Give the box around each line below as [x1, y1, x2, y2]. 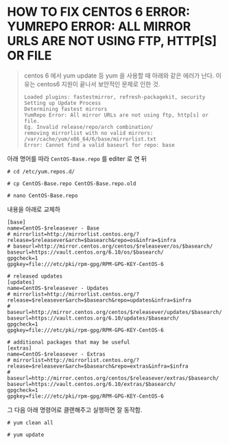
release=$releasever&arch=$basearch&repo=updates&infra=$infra [7, 296, 192, 304]
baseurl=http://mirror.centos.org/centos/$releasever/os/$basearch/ [13, 243, 213, 250]
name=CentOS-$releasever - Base [7, 224, 99, 232]
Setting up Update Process [23, 99, 101, 106]
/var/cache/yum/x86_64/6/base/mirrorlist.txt [23, 135, 156, 143]
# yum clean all [7, 419, 53, 426]
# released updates [7, 272, 63, 280]
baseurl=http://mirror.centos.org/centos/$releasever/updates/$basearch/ [7, 309, 223, 315]
